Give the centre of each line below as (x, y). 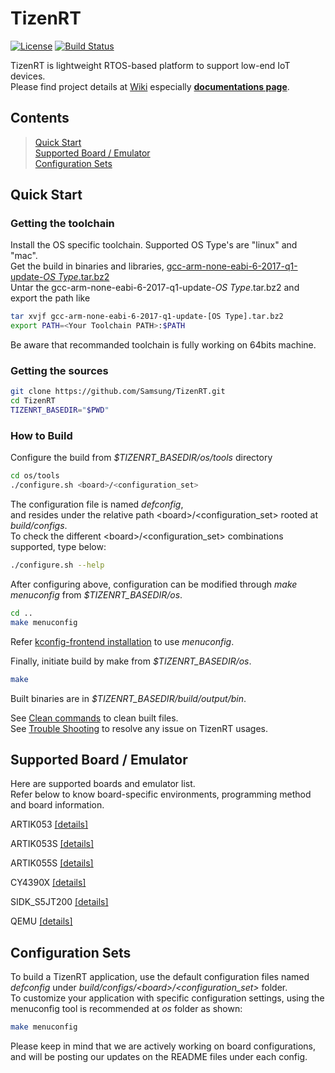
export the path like (50, 298)
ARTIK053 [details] (49, 824)
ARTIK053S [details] (52, 844)
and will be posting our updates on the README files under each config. (159, 1057)
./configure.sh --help (57, 565)
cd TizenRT (33, 401)
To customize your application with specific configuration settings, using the (167, 998)
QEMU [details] (41, 921)
